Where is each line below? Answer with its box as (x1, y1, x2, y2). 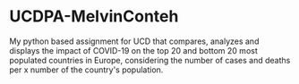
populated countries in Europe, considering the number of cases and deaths (9, 55, 291, 65)
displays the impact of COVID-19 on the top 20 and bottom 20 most (9, 45, 258, 55)
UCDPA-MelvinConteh (9, 6, 179, 27)
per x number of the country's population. (9, 64, 164, 75)
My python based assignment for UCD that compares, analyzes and (9, 36, 260, 46)
